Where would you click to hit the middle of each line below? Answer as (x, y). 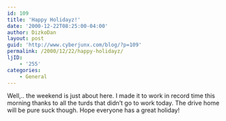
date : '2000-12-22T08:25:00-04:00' (58, 26)
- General (33, 76)
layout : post (26, 39)
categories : (24, 70)
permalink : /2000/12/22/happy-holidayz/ (66, 52)
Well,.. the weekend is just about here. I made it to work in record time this (111, 96)
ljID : (15, 58)
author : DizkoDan (32, 32)
